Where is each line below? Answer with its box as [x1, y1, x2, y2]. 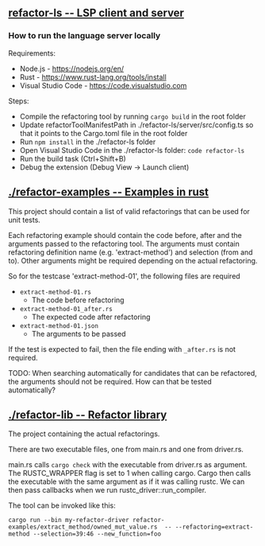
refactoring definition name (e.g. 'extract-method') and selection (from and [8, 247, 253, 257]
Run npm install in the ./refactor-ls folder [19, 137, 156, 146]
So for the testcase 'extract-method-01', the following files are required [8, 271, 240, 281]
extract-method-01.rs [19, 288, 91, 296]
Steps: [8, 96, 29, 106]
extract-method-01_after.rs [19, 305, 113, 313]
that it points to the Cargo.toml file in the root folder [19, 128, 188, 138]
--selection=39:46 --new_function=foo [33, 530, 161, 538]
